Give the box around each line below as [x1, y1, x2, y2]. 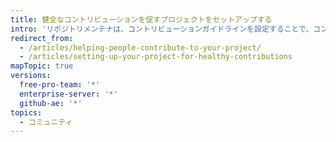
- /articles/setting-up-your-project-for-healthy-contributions [19, 52, 293, 62]
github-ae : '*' [19, 98, 83, 108]
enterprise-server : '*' [19, 89, 118, 99]
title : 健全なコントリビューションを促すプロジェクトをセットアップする [10, 14, 273, 25]
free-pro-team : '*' [19, 80, 101, 90]
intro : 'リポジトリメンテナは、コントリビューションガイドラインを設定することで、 [10, 24, 314, 34]
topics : [10, 107, 43, 118]
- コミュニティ [19, 117, 73, 127]
